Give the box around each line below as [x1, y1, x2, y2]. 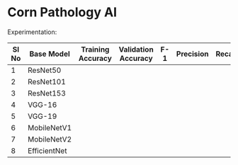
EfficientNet [28, 146, 67, 156]
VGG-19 [28, 111, 57, 121]
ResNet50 [28, 65, 62, 75]
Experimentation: [7, 28, 57, 36]
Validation [118, 44, 154, 54]
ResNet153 [28, 88, 66, 98]
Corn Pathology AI [7, 4, 118, 21]
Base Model [29, 49, 71, 59]
